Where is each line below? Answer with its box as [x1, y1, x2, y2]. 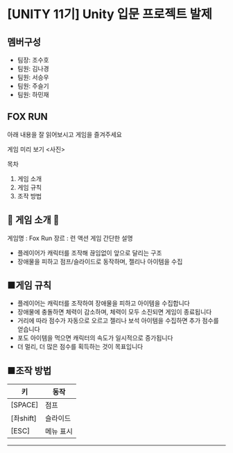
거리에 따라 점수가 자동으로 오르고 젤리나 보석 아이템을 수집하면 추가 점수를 [17, 316, 220, 325]
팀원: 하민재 [17, 91, 50, 99]
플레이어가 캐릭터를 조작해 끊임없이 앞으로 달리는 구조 [17, 248, 162, 257]
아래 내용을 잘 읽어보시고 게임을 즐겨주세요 [7, 130, 123, 139]
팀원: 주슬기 [17, 82, 50, 90]
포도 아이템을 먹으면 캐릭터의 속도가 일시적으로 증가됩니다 [17, 334, 173, 342]
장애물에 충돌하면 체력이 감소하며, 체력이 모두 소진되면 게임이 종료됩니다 [17, 308, 212, 316]
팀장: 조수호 [17, 56, 50, 64]
